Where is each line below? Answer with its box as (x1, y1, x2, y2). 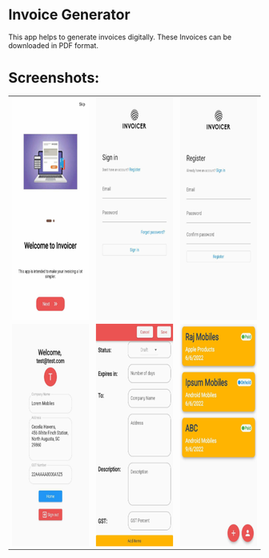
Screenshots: (8, 69, 100, 87)
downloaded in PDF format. (8, 40, 98, 50)
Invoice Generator (8, 6, 130, 24)
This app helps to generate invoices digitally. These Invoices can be (8, 32, 232, 42)
